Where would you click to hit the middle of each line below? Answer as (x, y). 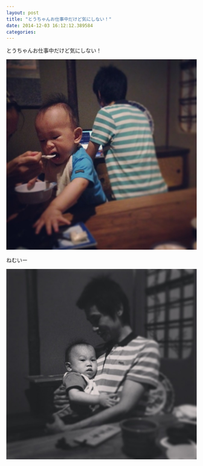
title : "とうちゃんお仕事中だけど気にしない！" (59, 19)
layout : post (23, 13)
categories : (21, 32)
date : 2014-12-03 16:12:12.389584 (50, 25)
